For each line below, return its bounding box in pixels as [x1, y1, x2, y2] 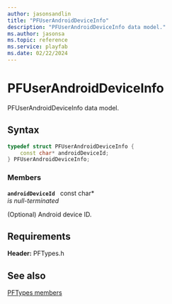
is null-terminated [7, 196, 59, 205]
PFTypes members [7, 288, 62, 297]
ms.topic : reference [7, 37, 69, 44]
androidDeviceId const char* [7, 189, 95, 197]
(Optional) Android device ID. [7, 210, 92, 218]
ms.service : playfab [7, 43, 69, 50]
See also [7, 269, 46, 281]
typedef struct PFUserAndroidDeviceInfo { [7, 143, 134, 150]
